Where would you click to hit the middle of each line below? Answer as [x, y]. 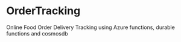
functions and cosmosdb [37, 33]
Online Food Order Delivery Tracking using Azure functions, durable [91, 27]
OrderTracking [43, 11]
